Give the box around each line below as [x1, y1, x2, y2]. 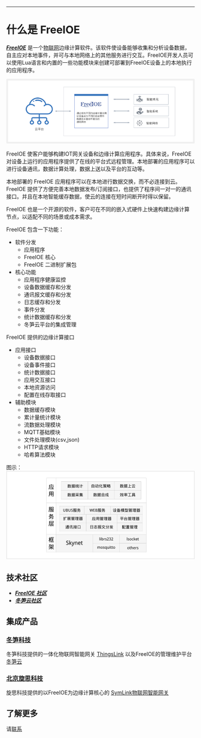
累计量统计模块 [23, 414, 61, 421]
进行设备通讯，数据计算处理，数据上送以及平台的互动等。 [6, 165, 148, 172]
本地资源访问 [23, 384, 56, 391]
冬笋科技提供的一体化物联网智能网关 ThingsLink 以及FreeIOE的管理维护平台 [6, 650, 193, 657]
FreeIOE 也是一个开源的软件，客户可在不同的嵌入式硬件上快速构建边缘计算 [6, 206, 190, 213]
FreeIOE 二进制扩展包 [23, 261, 77, 268]
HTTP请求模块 [23, 444, 60, 451]
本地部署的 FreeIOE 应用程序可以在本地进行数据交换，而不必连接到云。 [6, 178, 181, 186]
